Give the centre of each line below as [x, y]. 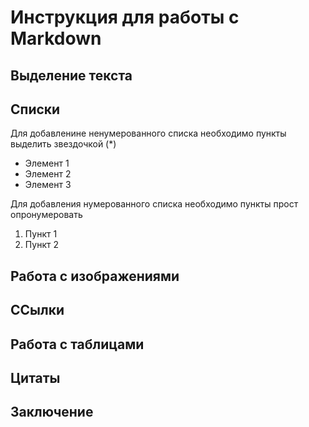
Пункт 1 [41, 234]
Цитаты [35, 377]
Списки [35, 109]
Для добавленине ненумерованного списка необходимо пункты [148, 133]
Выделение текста [71, 75]
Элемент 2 [48, 174]
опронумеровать [46, 215]
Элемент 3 [48, 185]
